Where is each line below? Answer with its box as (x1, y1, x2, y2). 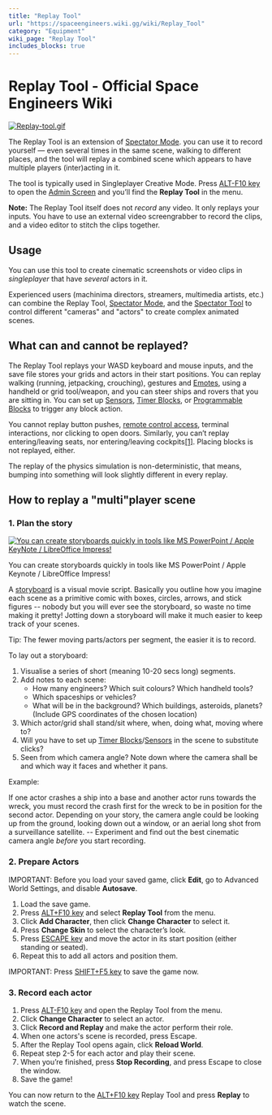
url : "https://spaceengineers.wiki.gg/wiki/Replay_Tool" (8, 19, 205, 28)
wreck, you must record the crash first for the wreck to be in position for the (8, 802, 262, 811)
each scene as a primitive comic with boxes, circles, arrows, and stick (8, 594, 242, 603)
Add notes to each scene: (19, 675, 107, 685)
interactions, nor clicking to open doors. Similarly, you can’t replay (8, 428, 230, 438)
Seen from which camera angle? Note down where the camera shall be (19, 753, 258, 763)
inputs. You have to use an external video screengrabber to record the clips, (8, 212, 263, 222)
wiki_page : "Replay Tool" (8, 34, 96, 43)
